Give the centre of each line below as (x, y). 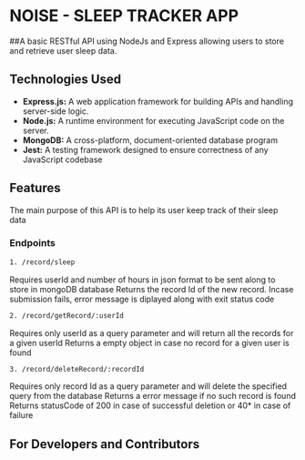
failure (21, 415)
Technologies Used (65, 80)
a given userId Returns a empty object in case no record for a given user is (149, 342)
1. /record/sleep (42, 262)
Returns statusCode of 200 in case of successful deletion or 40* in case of (150, 405)
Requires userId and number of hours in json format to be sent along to (142, 280)
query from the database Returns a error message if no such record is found (152, 396)
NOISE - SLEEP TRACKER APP (124, 16)
